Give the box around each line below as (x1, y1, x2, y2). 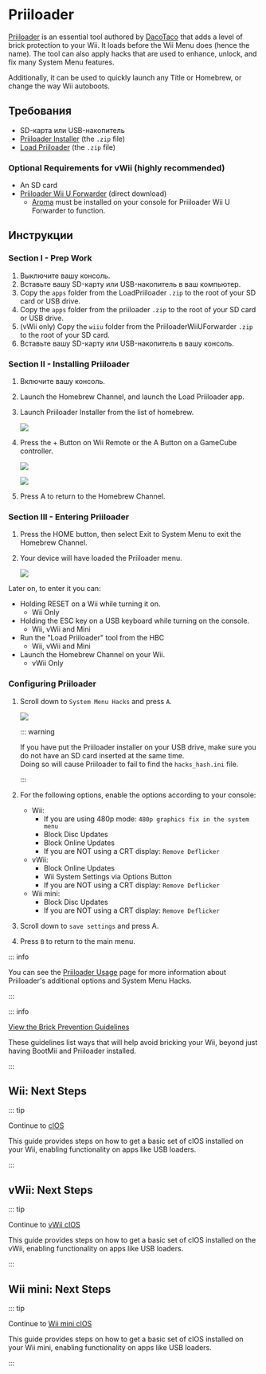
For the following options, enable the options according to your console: (19, 790, 256, 800)
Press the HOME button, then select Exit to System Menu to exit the (19, 530, 241, 539)
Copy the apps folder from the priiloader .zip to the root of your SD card (19, 304, 256, 314)
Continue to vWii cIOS (8, 1220, 81, 1230)
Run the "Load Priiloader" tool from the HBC (19, 633, 165, 643)
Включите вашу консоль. (19, 377, 106, 386)
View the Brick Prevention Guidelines (8, 1022, 130, 1031)
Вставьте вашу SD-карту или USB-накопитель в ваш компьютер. (19, 279, 241, 288)
